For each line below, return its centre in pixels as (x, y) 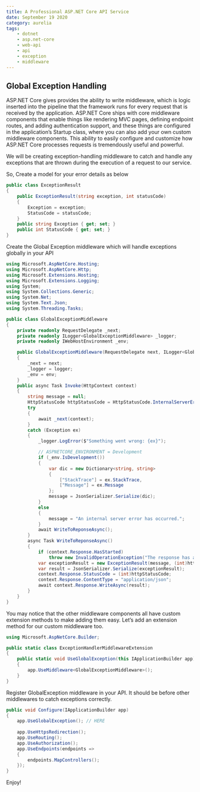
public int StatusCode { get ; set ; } (64, 230)
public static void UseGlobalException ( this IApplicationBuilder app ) (106, 659)
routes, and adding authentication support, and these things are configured (99, 126)
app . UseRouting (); (40, 738)
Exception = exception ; (57, 207)
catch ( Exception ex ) (54, 430)
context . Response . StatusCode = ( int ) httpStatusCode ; (104, 574)
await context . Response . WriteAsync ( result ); (94, 585)
